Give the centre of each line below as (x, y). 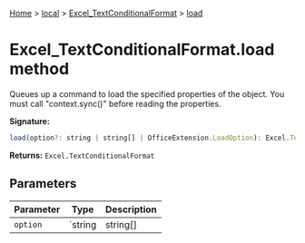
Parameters (43, 184)
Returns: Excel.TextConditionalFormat (82, 155)
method (39, 69)
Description (131, 209)
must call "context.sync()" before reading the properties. (115, 103)
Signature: (30, 121)
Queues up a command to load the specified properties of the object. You (147, 93)
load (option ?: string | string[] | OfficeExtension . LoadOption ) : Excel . (150, 138)
